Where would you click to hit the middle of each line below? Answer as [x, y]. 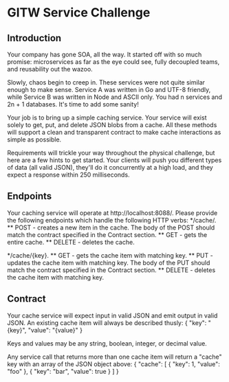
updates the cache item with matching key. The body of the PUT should [109, 262]
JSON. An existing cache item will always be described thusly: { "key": [107, 323]
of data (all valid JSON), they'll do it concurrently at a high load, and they [110, 167]
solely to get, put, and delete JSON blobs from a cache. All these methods [112, 125]
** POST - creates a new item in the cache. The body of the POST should [111, 227]
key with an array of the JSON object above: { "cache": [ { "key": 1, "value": [113, 364]
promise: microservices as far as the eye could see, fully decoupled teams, [113, 62]
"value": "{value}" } [55, 330]
